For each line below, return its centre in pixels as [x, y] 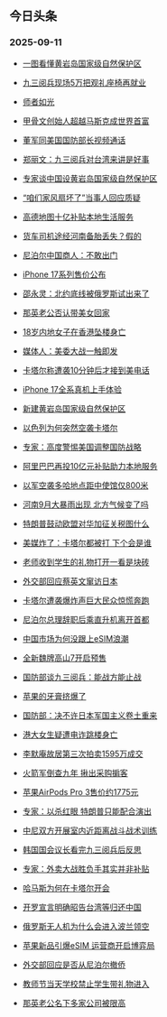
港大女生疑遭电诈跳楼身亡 [70, 735]
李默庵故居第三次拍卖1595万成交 [83, 754]
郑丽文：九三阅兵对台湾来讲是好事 [86, 159]
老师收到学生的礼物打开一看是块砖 [86, 561]
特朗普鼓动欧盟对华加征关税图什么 [86, 523]
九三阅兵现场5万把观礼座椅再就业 [84, 82]
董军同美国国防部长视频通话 [74, 140]
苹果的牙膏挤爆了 [54, 696]
